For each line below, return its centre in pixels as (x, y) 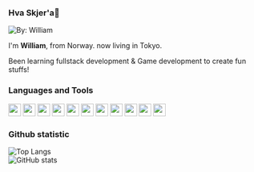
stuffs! (19, 70)
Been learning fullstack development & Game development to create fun (127, 61)
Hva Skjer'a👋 (34, 13)
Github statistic (39, 134)
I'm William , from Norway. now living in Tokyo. (85, 46)
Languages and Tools (51, 90)
